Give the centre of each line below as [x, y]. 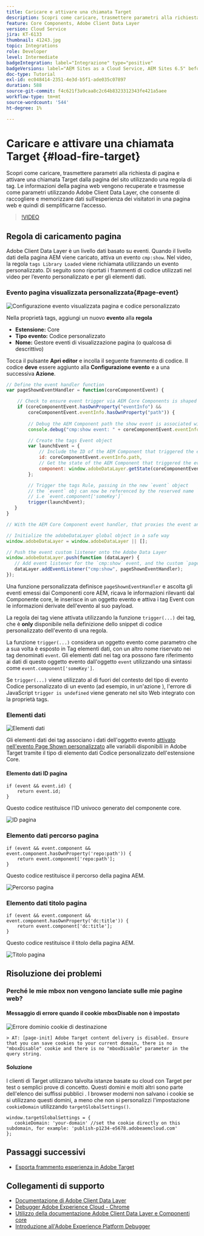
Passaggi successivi [46, 1152]
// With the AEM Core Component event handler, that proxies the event [99, 524]
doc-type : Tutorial [31, 74]
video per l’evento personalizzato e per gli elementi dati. [76, 277]
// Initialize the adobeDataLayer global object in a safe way [88, 536]
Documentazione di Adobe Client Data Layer [70, 1201]
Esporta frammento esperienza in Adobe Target [75, 1167]
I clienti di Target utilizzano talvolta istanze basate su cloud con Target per [99, 1080]
